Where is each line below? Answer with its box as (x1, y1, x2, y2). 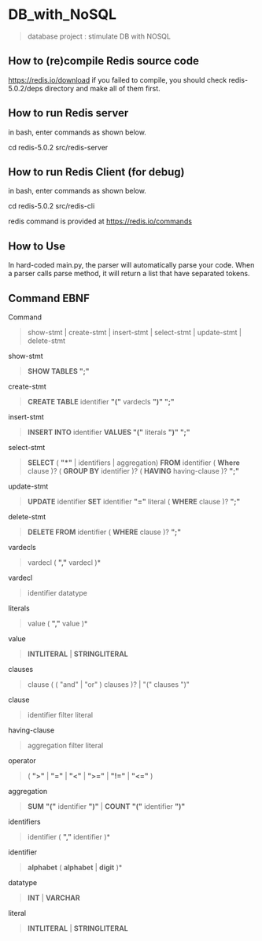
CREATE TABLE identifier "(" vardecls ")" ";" (27, 397, 175, 406)
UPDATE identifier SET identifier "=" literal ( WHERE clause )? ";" (27, 497, 241, 506)
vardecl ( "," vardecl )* (27, 558, 101, 567)
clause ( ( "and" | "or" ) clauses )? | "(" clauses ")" (27, 680, 190, 689)
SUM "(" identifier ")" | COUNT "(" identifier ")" (27, 802, 186, 811)
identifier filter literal (27, 710, 93, 719)
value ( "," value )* (27, 619, 88, 628)
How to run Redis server (8, 106, 129, 120)
